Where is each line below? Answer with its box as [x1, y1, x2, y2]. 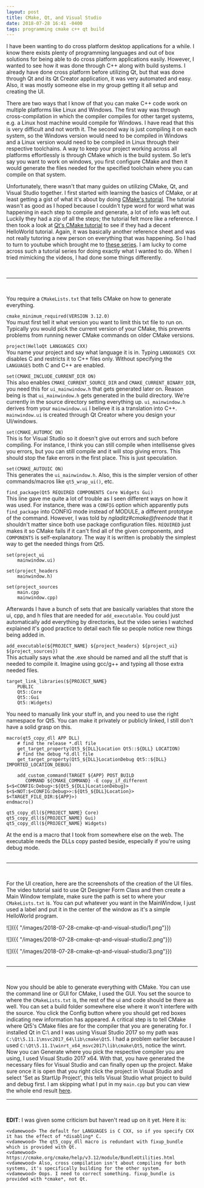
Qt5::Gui [17, 695, 39, 701]
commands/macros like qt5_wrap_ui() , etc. [6, 478, 114, 485]
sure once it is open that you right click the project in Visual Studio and [6, 1067, 183, 1075]
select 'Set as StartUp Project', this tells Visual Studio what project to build [6, 1074, 192, 1081]
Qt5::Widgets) [17, 700, 53, 706]
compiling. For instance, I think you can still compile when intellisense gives [6, 441, 195, 448]
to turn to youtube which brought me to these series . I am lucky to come [6, 241, 187, 249]
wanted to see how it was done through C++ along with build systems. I [6, 62, 186, 69]
